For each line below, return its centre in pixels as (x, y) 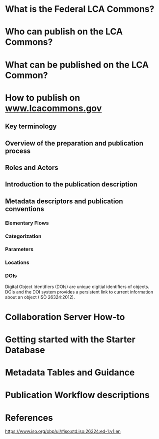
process (18, 151)
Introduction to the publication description (71, 184)
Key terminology (31, 127)
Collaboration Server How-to (65, 317)
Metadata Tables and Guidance (70, 373)
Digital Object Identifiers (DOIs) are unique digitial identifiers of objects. (77, 287)
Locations (17, 262)
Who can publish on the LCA (64, 32)
